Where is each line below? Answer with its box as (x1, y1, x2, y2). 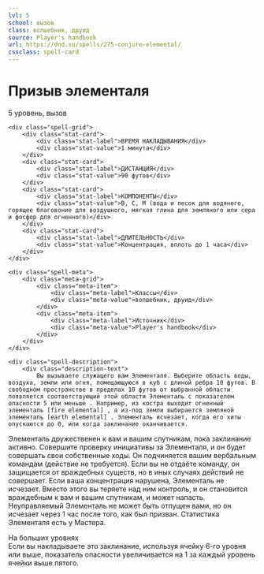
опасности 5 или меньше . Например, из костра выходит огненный (8, 399, 224, 407)
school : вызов (8, 19, 55, 27)
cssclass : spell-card (8, 48, 80, 56)
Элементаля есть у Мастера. (8, 517, 106, 527)
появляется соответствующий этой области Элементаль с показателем (8, 392, 235, 401)
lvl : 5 (8, 11, 30, 20)
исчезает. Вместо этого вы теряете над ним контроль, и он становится (8, 484, 248, 494)
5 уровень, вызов (8, 108, 67, 117)
